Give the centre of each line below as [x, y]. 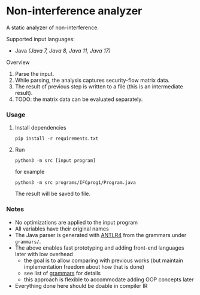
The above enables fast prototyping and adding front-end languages [99, 248]
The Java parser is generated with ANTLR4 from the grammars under [101, 235]
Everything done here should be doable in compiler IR [81, 285]
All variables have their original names [62, 229]
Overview [18, 62]
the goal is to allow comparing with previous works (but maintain [104, 260]
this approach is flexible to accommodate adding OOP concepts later [109, 279]
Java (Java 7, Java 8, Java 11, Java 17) [63, 50]
